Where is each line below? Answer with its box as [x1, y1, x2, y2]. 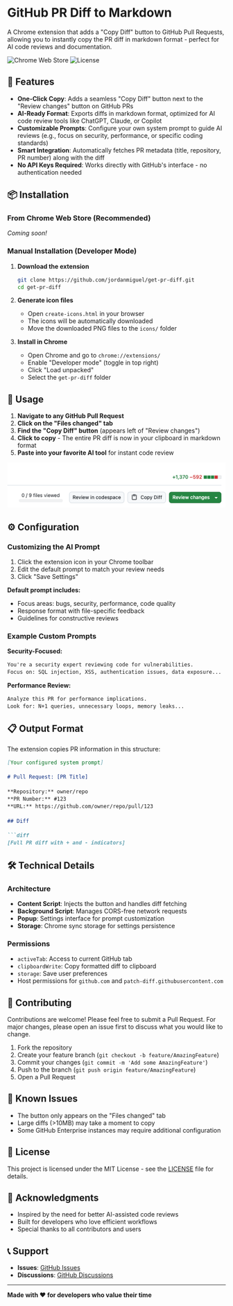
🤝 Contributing [7, 997, 72, 1009]
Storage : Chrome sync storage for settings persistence [17, 921, 175, 930]
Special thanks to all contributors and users [17, 1225, 141, 1233]
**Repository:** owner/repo [7, 788, 89, 795]
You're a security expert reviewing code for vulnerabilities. [7, 661, 194, 668]
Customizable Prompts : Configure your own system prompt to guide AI [17, 123, 223, 132]
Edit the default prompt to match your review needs [17, 565, 165, 573]
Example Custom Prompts [7, 632, 97, 641]
